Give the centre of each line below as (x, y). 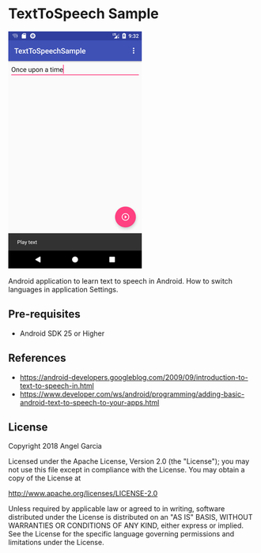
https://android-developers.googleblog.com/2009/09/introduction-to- (134, 377)
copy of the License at (45, 478)
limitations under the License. (56, 543)
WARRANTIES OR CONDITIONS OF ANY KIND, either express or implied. (126, 525)
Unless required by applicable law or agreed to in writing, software (117, 509)
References (37, 358)
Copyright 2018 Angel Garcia (55, 446)
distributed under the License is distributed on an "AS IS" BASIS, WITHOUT (130, 517)
